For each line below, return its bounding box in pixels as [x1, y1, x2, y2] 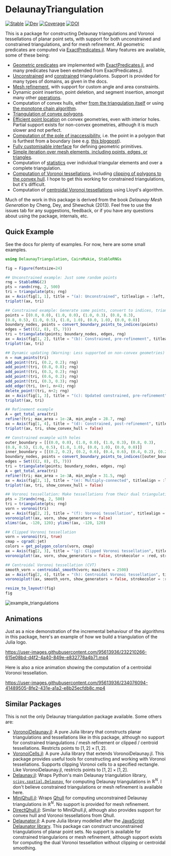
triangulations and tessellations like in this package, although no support [12, 734, 165, 740]
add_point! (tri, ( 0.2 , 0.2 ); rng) [5, 360, 79, 365]
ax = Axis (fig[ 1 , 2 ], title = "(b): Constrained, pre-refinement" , [5, 336, 152, 341]
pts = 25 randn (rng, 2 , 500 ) [5, 497, 65, 502]
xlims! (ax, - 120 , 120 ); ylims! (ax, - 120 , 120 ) [5, 520, 106, 525]
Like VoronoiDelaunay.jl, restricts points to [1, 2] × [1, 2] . [12, 767, 128, 773]
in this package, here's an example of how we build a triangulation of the [5, 633, 158, 640]
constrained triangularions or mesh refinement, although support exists [12, 834, 162, 840]
